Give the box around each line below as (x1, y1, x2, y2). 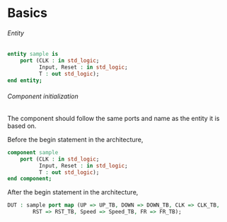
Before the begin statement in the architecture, (7, 135, 144, 144)
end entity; (7, 76, 42, 84)
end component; (7, 175, 52, 182)
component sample (7, 148, 59, 156)
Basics (7, 5, 48, 21)
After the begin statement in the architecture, (7, 188, 139, 197)
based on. (7, 122, 37, 130)
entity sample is (7, 51, 59, 58)
